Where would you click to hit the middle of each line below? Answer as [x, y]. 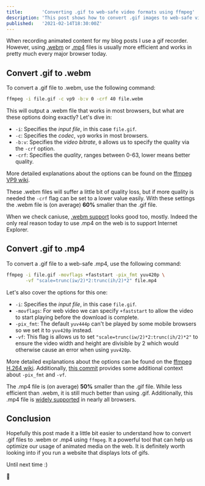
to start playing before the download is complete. [77, 317]
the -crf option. [35, 149]
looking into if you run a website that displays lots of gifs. [78, 453]
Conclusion [29, 419]
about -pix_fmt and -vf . [37, 375]
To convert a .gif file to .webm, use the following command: [81, 88]
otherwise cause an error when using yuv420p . [73, 350]
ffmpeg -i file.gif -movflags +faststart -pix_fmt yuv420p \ [86, 275]
